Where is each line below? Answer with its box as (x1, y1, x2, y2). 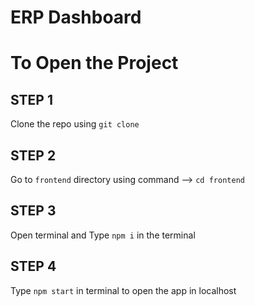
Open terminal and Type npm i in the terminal (10, 229, 196, 241)
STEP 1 (10, 91, 54, 108)
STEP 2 (10, 147, 57, 164)
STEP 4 (10, 258, 57, 275)
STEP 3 (10, 202, 57, 220)
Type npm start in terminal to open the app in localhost (10, 284, 237, 296)
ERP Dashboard (10, 6, 142, 29)
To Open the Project (10, 52, 179, 75)
